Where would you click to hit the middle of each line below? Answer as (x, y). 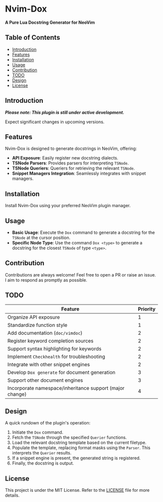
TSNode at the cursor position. (41, 238)
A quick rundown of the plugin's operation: (48, 423)
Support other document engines (45, 380)
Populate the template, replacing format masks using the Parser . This (81, 448)
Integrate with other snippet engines (49, 364)
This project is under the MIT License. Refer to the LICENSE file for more (77, 490)
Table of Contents (33, 38)
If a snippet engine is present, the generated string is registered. (76, 458)
